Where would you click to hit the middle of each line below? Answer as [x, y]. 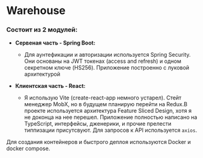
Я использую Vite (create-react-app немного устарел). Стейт [103, 98]
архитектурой [42, 74]
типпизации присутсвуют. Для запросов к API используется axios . [111, 130]
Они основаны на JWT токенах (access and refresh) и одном [103, 61]
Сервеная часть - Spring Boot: [55, 43]
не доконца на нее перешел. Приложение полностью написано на [111, 117]
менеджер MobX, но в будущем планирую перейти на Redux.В [106, 104]
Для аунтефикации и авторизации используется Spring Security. [108, 55]
